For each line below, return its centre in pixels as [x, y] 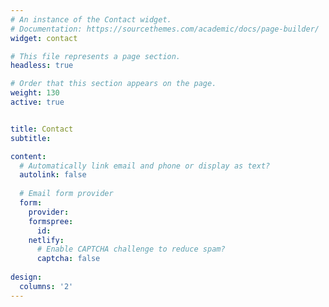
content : [28, 156]
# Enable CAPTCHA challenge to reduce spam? [131, 249]
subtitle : [31, 138]
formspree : [51, 221]
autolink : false [53, 175]
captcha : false [68, 259]
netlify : [46, 240]
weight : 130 [35, 93]
